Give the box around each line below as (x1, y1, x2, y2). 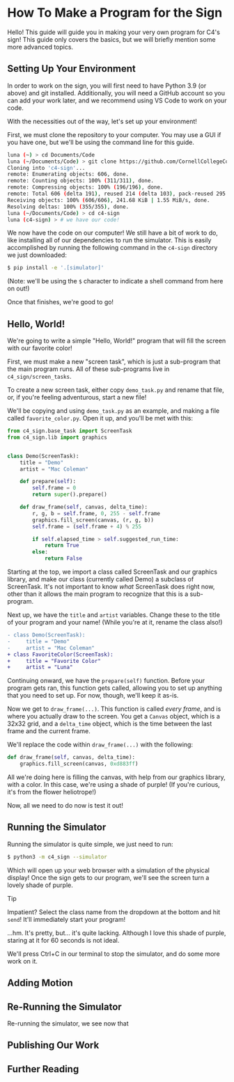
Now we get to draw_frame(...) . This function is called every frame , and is (7, 705, 221, 713)
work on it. (7, 957, 38, 965)
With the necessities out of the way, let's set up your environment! (7, 117, 197, 125)
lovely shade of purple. (7, 881, 73, 889)
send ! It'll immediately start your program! (7, 915, 126, 923)
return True (44, 542, 79, 549)
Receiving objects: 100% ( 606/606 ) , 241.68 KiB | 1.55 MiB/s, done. (7, 196, 210, 203)
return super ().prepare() (32, 491, 108, 499)
